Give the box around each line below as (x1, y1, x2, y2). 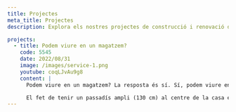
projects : (7, 36, 37, 43)
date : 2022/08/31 (20, 55, 71, 63)
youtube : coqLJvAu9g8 (20, 68, 83, 76)
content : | (20, 75, 52, 82)
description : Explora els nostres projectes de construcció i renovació (7, 23, 225, 30)
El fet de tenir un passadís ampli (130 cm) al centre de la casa (25, 94, 225, 101)
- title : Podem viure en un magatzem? (13, 43, 128, 50)
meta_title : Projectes (7, 17, 74, 24)
